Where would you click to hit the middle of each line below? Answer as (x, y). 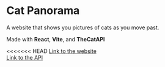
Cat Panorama (43, 11)
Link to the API (25, 57)
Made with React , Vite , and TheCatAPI (56, 39)
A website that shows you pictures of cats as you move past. (83, 27)
